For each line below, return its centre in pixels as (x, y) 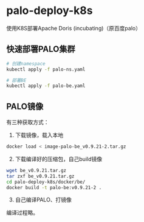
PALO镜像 (25, 106)
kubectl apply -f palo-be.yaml (46, 86)
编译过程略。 (22, 213)
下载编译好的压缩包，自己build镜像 (59, 159)
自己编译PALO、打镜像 (43, 200)
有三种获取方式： (28, 122)
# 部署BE (16, 80)
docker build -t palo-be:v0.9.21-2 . (54, 187)
